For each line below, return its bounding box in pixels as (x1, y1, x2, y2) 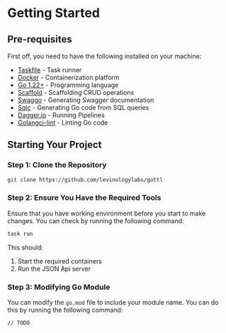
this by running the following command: (7, 306, 123, 315)
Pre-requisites (7, 33, 72, 45)
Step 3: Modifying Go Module (7, 282, 111, 292)
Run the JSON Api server (17, 264, 91, 273)
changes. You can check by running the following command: (7, 216, 184, 225)
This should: (7, 243, 44, 252)
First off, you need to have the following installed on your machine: (7, 52, 202, 60)
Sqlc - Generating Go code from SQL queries (17, 103, 149, 111)
